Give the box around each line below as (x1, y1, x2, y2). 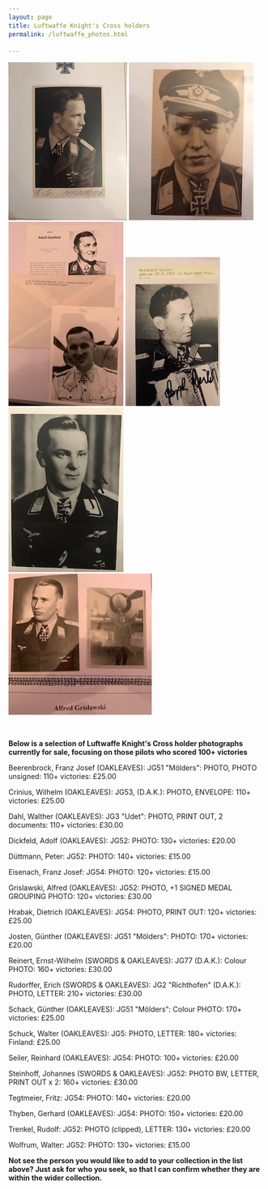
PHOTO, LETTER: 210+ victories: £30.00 (8, 989, 143, 999)
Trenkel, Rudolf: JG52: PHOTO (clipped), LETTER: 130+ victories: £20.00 (8, 1124, 251, 1134)
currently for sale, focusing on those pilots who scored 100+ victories (8, 748, 249, 757)
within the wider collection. (8, 1173, 103, 1183)
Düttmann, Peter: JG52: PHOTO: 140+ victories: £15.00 (8, 851, 191, 862)
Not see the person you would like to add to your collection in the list (8, 1156, 243, 1166)
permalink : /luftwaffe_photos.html (8, 30, 129, 38)
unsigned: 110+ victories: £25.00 (8, 772, 117, 782)
